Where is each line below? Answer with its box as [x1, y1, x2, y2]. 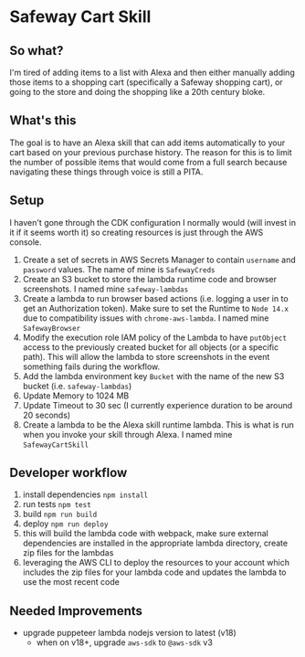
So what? [9, 43, 64, 58]
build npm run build [22, 509, 98, 520]
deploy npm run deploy [22, 518, 109, 529]
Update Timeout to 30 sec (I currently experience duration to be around [22, 399, 293, 410]
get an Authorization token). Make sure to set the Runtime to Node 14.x [22, 302, 289, 313]
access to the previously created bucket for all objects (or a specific [22, 341, 279, 353]
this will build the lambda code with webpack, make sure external [22, 528, 269, 539]
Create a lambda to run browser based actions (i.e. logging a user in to [22, 292, 289, 303]
